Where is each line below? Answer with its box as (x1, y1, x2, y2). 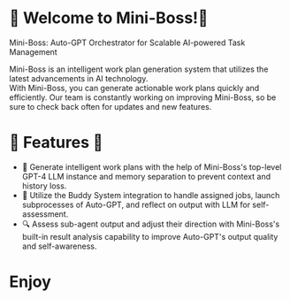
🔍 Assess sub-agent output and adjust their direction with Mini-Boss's (21, 219, 280, 229)
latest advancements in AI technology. (9, 73, 149, 83)
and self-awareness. (21, 241, 97, 251)
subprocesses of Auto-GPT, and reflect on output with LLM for (21, 199, 250, 210)
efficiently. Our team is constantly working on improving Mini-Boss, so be (9, 92, 277, 103)
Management (9, 46, 57, 57)
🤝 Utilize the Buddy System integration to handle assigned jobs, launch (21, 189, 280, 200)
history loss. (21, 181, 67, 191)
